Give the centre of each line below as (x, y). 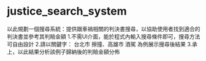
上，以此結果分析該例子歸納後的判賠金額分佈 (63, 52)
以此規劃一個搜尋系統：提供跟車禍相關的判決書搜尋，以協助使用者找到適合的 (104, 29)
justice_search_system (67, 11)
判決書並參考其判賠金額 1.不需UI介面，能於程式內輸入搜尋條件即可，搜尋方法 (104, 36)
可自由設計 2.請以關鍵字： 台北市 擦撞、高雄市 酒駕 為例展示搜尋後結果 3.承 (102, 44)
